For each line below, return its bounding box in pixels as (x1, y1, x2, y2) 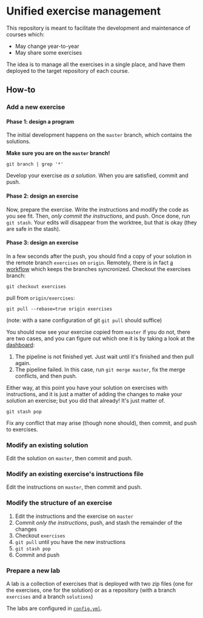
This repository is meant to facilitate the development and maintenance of (6, 24, 191, 32)
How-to (6, 85, 36, 95)
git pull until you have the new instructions (15, 538, 126, 545)
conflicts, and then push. (15, 372, 78, 380)
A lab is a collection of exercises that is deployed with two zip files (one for (6, 580, 193, 588)
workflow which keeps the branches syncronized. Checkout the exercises (6, 265, 191, 272)
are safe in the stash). (6, 225, 61, 232)
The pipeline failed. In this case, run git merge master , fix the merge (15, 366, 186, 373)
